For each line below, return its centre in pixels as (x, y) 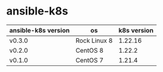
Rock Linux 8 (94, 41)
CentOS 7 (90, 60)
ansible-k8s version (40, 30)
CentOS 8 (90, 50)
